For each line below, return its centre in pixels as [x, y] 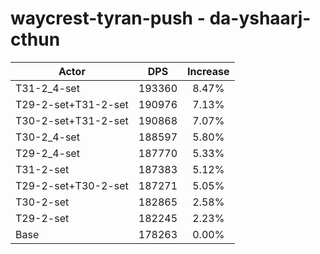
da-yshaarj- [260, 18]
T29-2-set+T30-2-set [72, 185]
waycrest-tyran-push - [108, 18]
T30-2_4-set [47, 137]
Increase [208, 71]
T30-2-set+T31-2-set [72, 120]
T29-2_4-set [47, 153]
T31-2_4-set [47, 88]
